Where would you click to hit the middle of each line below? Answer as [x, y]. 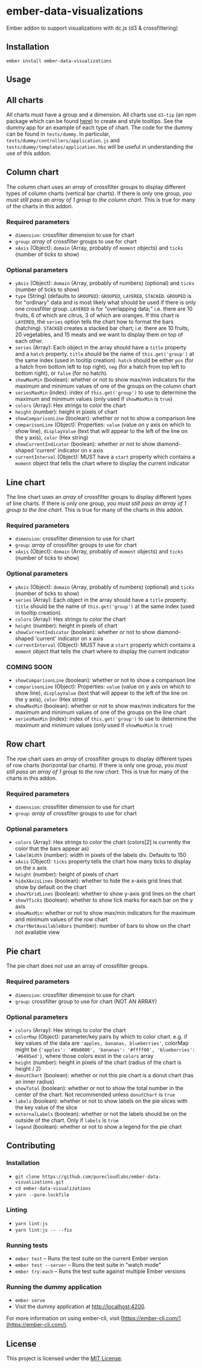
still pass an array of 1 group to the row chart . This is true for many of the [97, 772]
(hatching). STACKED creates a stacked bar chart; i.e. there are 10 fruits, [102, 328]
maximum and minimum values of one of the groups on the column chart [105, 386]
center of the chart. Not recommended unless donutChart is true [95, 1094]
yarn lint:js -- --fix [43, 1230]
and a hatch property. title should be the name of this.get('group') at [105, 354]
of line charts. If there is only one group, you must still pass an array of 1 [96, 503]
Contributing [31, 1146]
